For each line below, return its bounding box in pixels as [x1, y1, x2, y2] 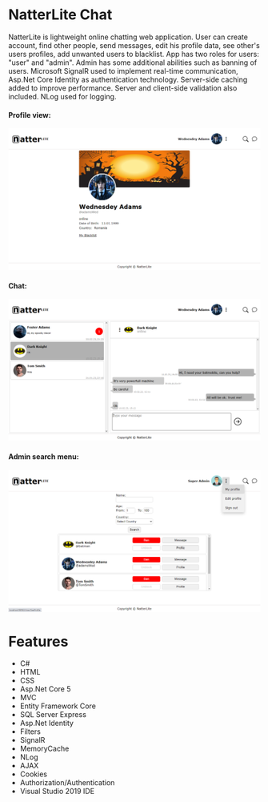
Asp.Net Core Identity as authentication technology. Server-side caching [8, 75, 248, 84]
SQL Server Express [19, 710, 86, 719]
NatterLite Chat [8, 6, 113, 24]
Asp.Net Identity [19, 719, 74, 728]
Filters [19, 727, 42, 736]
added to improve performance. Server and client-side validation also [8, 83, 238, 93]
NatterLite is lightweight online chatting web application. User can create [8, 32, 248, 42]
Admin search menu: [8, 451, 79, 461]
